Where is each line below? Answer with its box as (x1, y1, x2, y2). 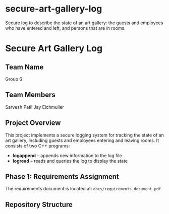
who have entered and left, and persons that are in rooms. (5, 25, 126, 31)
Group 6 (5, 76, 23, 82)
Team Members (5, 91, 55, 99)
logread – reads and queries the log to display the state (12, 158, 128, 164)
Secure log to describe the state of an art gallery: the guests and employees (5, 20, 163, 26)
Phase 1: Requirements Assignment (5, 172, 120, 181)
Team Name (5, 62, 44, 71)
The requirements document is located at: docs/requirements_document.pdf (5, 186, 161, 192)
